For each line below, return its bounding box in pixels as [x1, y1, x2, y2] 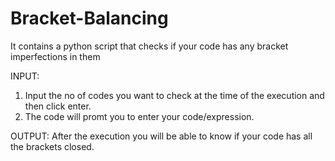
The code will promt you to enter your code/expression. [24, 110, 255, 122]
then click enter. [24, 100, 92, 112]
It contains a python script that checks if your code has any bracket [10, 40, 289, 52]
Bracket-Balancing [10, 7, 169, 30]
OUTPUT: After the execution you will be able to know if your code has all [10, 130, 313, 142]
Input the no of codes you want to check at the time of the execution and [24, 89, 325, 101]
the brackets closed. [10, 140, 95, 152]
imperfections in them [10, 50, 101, 62]
